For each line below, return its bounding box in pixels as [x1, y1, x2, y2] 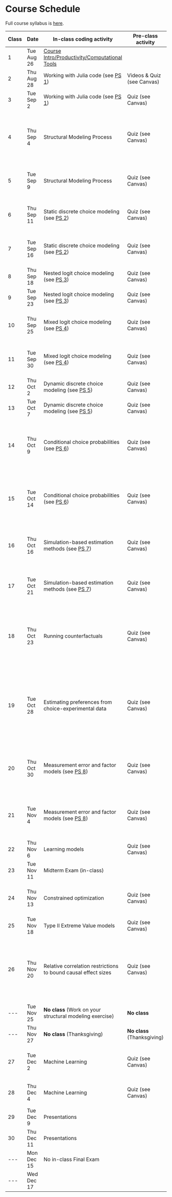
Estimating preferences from [43, 698, 113, 705]
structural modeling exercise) [43, 1013, 114, 1020]
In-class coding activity [53, 35, 113, 43]
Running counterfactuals [43, 632, 103, 640]
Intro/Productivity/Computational [43, 53, 122, 61]
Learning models [43, 846, 84, 853]
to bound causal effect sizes [43, 969, 112, 976]
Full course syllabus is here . [5, 20, 64, 26]
